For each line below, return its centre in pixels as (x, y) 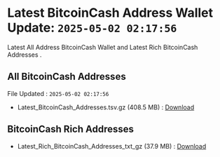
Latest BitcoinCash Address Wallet (110, 13)
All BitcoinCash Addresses (67, 77)
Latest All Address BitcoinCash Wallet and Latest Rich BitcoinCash (103, 47)
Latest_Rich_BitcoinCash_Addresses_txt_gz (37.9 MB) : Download (112, 146)
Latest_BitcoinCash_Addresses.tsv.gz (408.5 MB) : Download (106, 107)
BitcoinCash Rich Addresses (71, 129)
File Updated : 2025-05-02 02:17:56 (58, 93)
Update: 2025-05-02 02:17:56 (92, 28)
